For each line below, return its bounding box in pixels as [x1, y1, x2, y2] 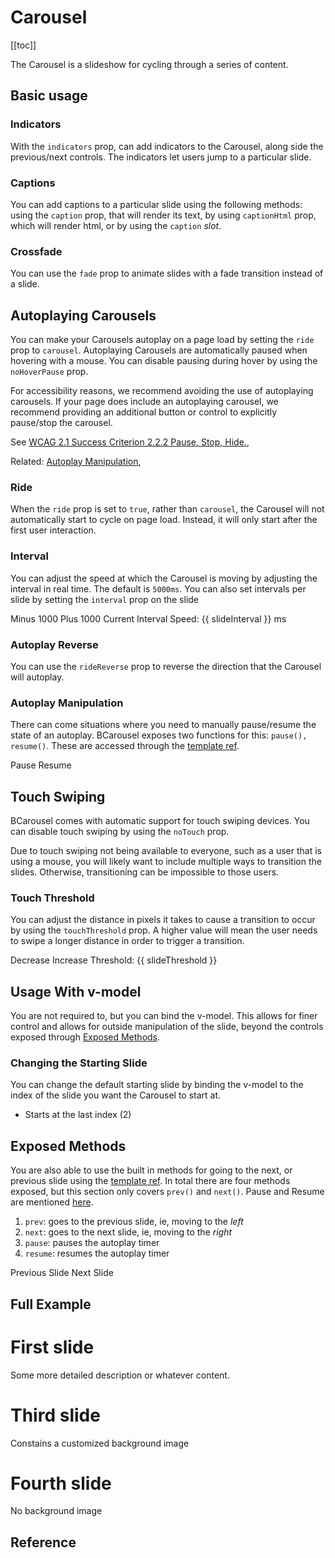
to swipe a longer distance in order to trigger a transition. [10, 935, 245, 947]
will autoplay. [10, 671, 65, 683]
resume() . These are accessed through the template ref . [10, 740, 240, 752]
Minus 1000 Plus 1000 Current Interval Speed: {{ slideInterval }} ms [10, 612, 287, 625]
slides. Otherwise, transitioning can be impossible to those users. [10, 866, 280, 878]
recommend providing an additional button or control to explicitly [10, 406, 278, 418]
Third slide [10, 1404, 101, 1426]
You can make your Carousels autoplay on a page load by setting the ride [10, 334, 315, 346]
